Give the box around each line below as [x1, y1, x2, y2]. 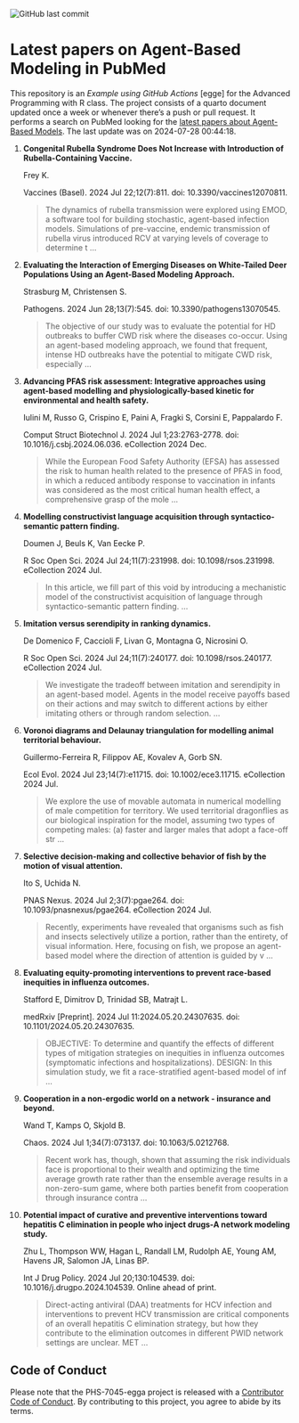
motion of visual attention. [22, 860, 124, 871]
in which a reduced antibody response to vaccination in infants [44, 475, 276, 486]
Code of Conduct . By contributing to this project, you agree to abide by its [10, 1395, 281, 1407]
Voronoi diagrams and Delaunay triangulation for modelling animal [22, 724, 274, 735]
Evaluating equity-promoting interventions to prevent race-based [22, 967, 271, 977]
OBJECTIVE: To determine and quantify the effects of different [44, 1038, 275, 1049]
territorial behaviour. [22, 734, 101, 745]
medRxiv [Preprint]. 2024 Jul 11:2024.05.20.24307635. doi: [22, 1011, 240, 1022]
